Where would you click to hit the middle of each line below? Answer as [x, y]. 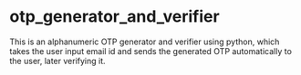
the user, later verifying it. [58, 61]
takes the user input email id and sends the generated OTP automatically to [150, 51]
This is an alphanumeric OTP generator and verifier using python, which [145, 42]
